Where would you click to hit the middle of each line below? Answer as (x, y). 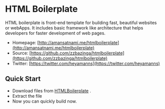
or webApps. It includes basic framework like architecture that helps (74, 27)
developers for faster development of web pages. (55, 33)
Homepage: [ (26, 42)
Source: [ (21, 53)
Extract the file (27, 96)
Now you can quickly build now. (45, 101)
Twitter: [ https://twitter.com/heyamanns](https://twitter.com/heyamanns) (86, 63)
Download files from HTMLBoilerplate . (51, 91)
